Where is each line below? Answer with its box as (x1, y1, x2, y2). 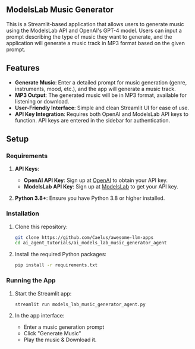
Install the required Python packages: (14, 251, 107, 258)
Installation (6, 209, 40, 218)
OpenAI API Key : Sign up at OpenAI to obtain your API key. (23, 177, 168, 184)
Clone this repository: (14, 223, 68, 230)
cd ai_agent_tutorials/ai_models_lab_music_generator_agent (14, 240, 167, 246)
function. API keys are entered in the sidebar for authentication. (14, 117, 171, 124)
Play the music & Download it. (23, 336, 97, 344)
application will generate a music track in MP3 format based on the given (6, 39, 185, 46)
